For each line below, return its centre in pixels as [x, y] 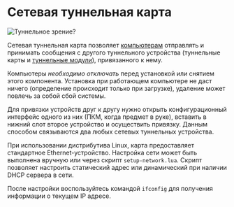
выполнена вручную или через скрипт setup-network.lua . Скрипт [105, 160]
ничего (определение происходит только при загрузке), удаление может [116, 88]
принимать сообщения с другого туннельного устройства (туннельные [114, 52]
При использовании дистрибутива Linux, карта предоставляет [101, 145]
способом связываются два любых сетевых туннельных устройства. [111, 131]
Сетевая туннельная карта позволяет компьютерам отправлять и [106, 45]
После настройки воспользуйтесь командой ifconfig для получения [110, 188]
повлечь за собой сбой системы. [57, 96]
